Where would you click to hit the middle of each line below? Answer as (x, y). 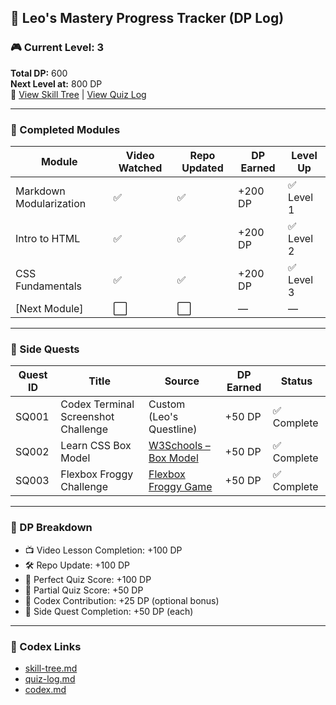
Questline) (173, 429)
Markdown (40, 191)
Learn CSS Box (96, 446)
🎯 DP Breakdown (51, 528)
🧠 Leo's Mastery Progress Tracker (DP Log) (147, 18)
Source (182, 381)
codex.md (45, 689)
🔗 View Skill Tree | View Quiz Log (78, 94)
